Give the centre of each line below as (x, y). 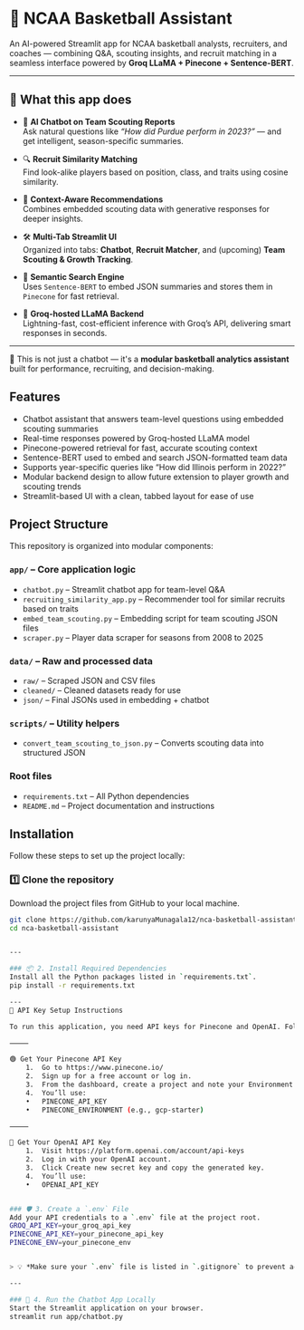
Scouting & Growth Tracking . (78, 259)
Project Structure (59, 524)
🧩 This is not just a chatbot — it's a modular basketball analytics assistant (149, 359)
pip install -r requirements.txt (72, 986)
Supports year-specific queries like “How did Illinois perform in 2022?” (154, 467)
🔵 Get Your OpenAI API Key (60, 1142)
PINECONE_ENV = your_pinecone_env (70, 1243)
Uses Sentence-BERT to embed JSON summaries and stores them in (147, 286)
